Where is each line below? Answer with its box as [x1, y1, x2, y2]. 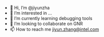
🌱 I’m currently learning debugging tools [9, 15, 93, 21]
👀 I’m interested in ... [9, 10, 52, 16]
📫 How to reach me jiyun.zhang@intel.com [9, 26, 100, 32]
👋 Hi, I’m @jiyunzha [9, 5, 50, 10]
